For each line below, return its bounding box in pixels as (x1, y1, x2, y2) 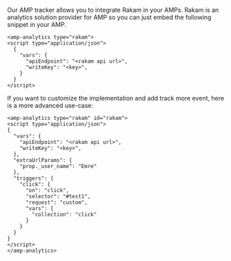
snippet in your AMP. (7, 21, 67, 28)
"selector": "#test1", (25, 193, 91, 200)
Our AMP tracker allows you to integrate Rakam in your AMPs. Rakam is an (7, 6, 219, 14)
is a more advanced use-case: (7, 101, 94, 109)
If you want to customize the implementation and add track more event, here (7, 94, 225, 102)
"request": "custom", (25, 199, 88, 206)
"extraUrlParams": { (13, 157, 72, 164)
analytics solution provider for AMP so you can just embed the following (7, 13, 212, 21)
